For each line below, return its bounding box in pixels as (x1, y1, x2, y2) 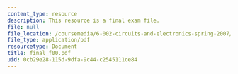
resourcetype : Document (7, 43, 78, 50)
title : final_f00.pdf (7, 50, 72, 57)
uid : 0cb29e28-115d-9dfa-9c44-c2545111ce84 (7, 56, 138, 63)
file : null (7, 23, 40, 30)
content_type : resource (7, 10, 78, 18)
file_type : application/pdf (7, 37, 91, 44)
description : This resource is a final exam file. (7, 17, 160, 24)
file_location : (7, 30, 52, 37)
